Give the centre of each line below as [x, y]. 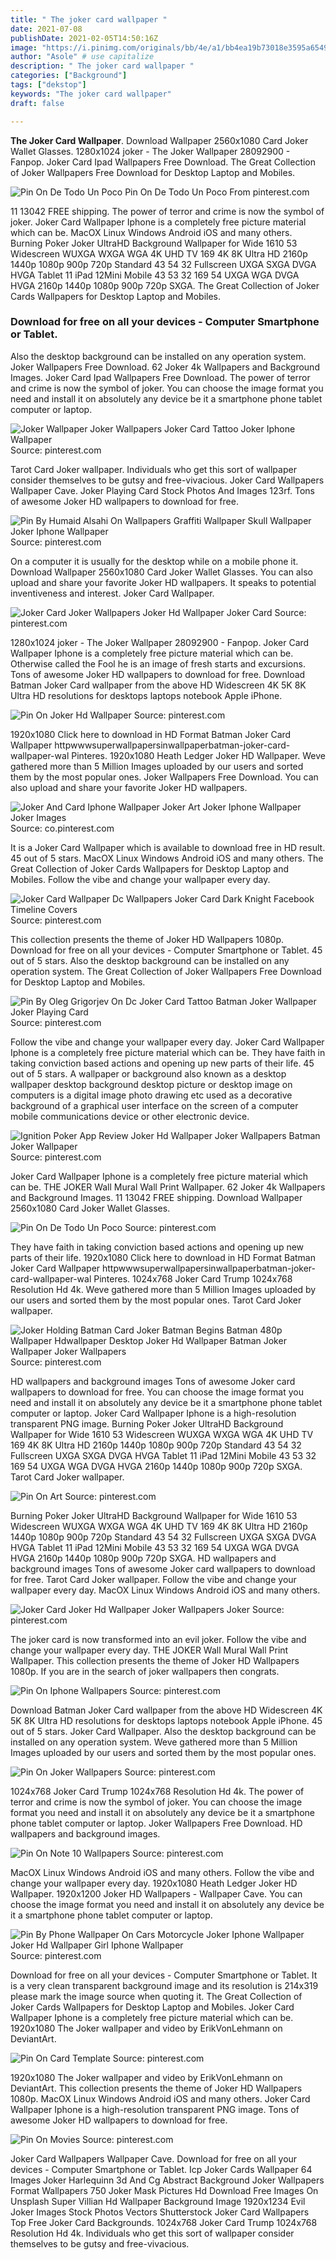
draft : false [37, 103]
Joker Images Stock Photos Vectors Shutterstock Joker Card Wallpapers [160, 2212]
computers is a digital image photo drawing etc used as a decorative [151, 1095]
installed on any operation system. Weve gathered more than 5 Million [154, 1742]
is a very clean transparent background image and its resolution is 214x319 [164, 1985]
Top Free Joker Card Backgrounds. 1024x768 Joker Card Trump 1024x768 [164, 2222]
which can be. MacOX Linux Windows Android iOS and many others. [151, 232]
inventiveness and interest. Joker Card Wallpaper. [112, 593]
